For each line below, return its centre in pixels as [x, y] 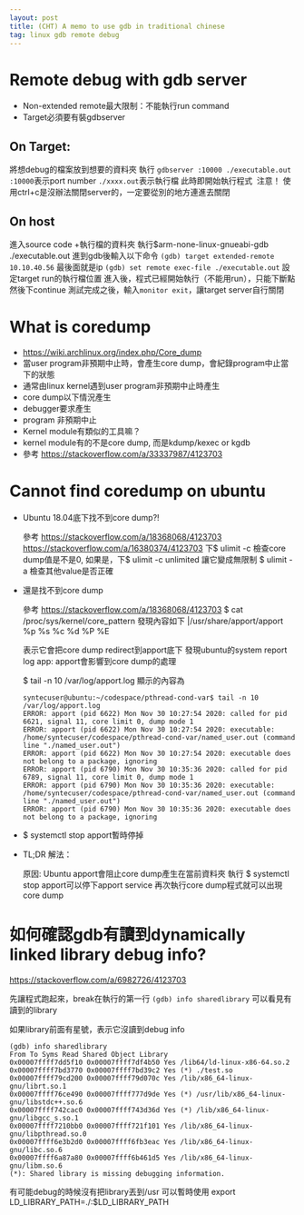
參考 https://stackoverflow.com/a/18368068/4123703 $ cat [132, 609]
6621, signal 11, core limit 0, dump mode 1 [108, 722]
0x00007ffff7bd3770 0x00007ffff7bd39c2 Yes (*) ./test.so [121, 1070]
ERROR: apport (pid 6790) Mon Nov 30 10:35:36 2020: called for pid [155, 769]
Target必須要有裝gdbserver [74, 117]
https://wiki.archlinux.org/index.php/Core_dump [112, 352]
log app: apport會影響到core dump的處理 [99, 661]
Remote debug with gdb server [128, 80]
